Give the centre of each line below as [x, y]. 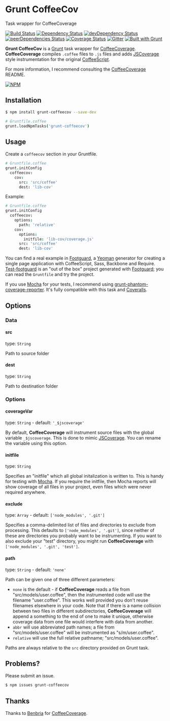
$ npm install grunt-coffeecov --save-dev [51, 112]
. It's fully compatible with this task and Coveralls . [95, 290]
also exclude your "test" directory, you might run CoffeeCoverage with [79, 541]
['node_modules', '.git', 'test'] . [42, 547]
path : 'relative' [37, 225]
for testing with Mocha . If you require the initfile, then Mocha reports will [81, 482]
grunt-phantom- [131, 284]
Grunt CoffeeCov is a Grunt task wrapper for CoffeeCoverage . [71, 48]
